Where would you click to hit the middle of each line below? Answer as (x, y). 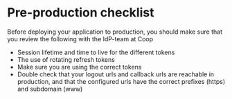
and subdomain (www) (50, 89)
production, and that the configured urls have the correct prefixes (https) (121, 81)
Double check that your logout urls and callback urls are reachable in (116, 74)
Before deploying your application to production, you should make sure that (115, 32)
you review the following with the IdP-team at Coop (80, 38)
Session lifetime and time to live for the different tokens (96, 52)
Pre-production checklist (81, 13)
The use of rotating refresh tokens (66, 59)
